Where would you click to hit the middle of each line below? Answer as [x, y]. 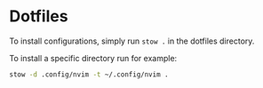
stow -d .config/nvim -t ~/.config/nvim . [89, 74]
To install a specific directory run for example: [93, 58]
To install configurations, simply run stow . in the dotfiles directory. [132, 41]
